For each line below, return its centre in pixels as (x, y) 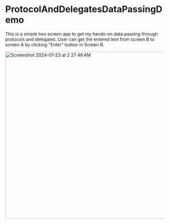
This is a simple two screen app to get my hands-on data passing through (82, 34)
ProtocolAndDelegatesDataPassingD (84, 9)
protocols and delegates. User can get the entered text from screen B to (80, 39)
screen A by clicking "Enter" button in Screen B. (55, 44)
